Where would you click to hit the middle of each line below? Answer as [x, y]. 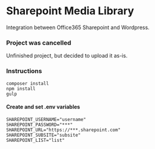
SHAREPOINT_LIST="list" [36, 140]
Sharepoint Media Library [70, 11]
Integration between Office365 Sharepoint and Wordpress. [78, 27]
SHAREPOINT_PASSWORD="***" [39, 125]
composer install [28, 83]
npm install [21, 88]
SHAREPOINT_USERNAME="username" [46, 119]
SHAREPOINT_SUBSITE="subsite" [44, 135]
